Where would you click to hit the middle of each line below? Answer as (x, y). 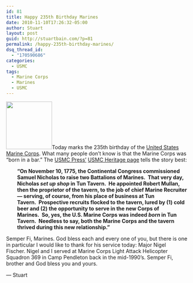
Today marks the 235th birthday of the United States (115, 147)
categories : (21, 60)
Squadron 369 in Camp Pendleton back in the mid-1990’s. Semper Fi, (90, 257)
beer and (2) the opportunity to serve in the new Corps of (88, 208)
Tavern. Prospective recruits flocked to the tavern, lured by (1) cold (101, 202)
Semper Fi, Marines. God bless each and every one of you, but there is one (97, 238)
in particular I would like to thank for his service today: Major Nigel (86, 245)
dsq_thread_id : (25, 50)
